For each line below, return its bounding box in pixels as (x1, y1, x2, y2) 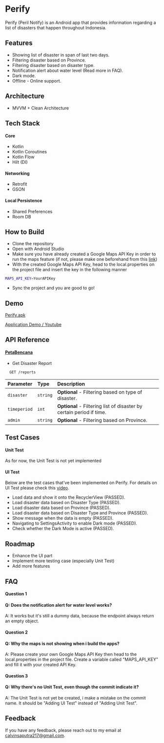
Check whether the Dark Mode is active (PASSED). (12, 526, 114, 531)
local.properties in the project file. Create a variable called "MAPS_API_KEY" (5, 657, 159, 662)
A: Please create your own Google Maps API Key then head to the (5, 651, 137, 658)
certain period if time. (57, 409, 106, 416)
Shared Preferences (12, 209, 53, 214)
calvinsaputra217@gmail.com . (5, 732, 65, 738)
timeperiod (7, 406, 33, 412)
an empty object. (5, 618, 39, 624)
